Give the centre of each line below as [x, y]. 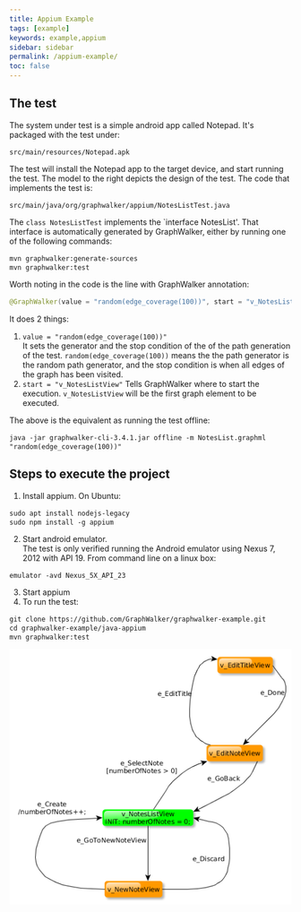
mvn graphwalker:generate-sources [74, 258]
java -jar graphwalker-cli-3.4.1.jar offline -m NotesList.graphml [138, 438]
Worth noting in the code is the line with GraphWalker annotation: [129, 284]
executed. [41, 402]
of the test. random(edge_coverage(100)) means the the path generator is [155, 355]
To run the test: [50, 601]
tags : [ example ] [39, 28]
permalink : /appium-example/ [64, 57]
